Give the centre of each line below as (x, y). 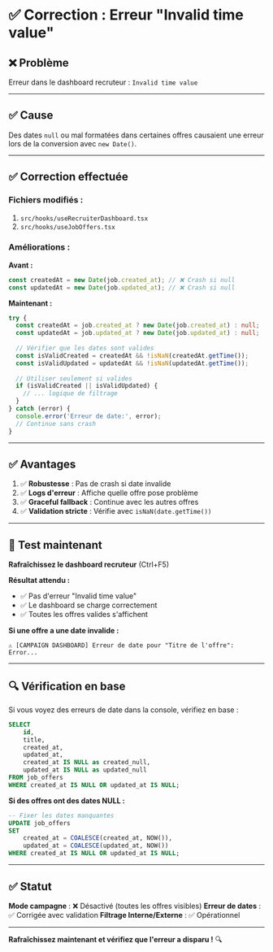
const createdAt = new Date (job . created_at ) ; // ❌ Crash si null (122, 280)
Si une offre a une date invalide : (64, 631)
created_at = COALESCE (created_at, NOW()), (98, 838)
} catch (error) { (39, 409)
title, (34, 740)
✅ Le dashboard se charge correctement (89, 605)
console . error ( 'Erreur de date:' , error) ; (89, 416)
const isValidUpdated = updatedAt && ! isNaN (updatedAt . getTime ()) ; (132, 363)
